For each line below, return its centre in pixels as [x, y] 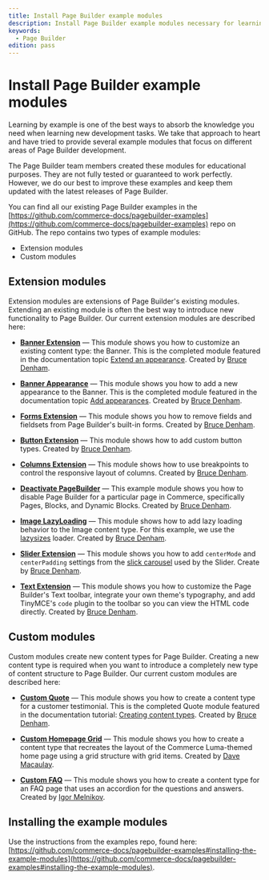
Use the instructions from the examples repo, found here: [103, 841]
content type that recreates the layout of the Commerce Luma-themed [136, 747]
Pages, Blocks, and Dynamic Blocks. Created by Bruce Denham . [126, 505]
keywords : [25, 31]
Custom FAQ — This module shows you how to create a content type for [140, 780]
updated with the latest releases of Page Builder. [88, 191]
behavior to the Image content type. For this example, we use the [127, 529]
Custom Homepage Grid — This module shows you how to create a [132, 739]
